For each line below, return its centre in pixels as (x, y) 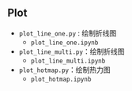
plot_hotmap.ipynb (61, 79)
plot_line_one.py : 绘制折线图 (68, 33)
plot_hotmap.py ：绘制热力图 (65, 70)
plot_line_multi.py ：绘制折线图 (72, 51)
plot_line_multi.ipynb (68, 61)
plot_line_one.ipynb (64, 43)
